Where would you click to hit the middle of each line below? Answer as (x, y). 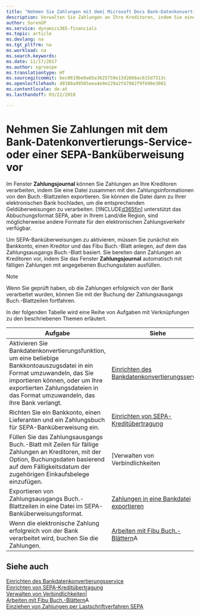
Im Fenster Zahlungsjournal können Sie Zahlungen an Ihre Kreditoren (91, 184)
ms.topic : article (29, 34)
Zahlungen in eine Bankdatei (151, 499)
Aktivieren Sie (29, 343)
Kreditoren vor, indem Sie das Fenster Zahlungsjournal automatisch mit (94, 258)
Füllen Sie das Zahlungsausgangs (56, 437)
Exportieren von (32, 491)
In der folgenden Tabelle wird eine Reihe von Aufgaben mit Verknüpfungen (98, 312)
